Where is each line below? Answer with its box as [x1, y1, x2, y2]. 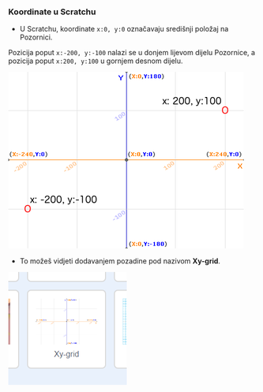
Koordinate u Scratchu [8, 6, 96, 17]
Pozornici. [19, 32, 53, 42]
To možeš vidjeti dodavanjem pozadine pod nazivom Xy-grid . [19, 256, 221, 266]
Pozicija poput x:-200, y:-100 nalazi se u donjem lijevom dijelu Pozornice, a [8, 48, 255, 58]
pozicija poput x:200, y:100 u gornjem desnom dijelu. [8, 56, 183, 65]
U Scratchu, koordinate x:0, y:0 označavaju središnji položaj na [19, 24, 229, 34]
